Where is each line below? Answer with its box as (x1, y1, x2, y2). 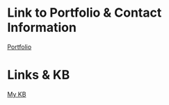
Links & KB (7, 67, 70, 83)
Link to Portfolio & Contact (7, 5, 162, 21)
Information (7, 19, 77, 35)
